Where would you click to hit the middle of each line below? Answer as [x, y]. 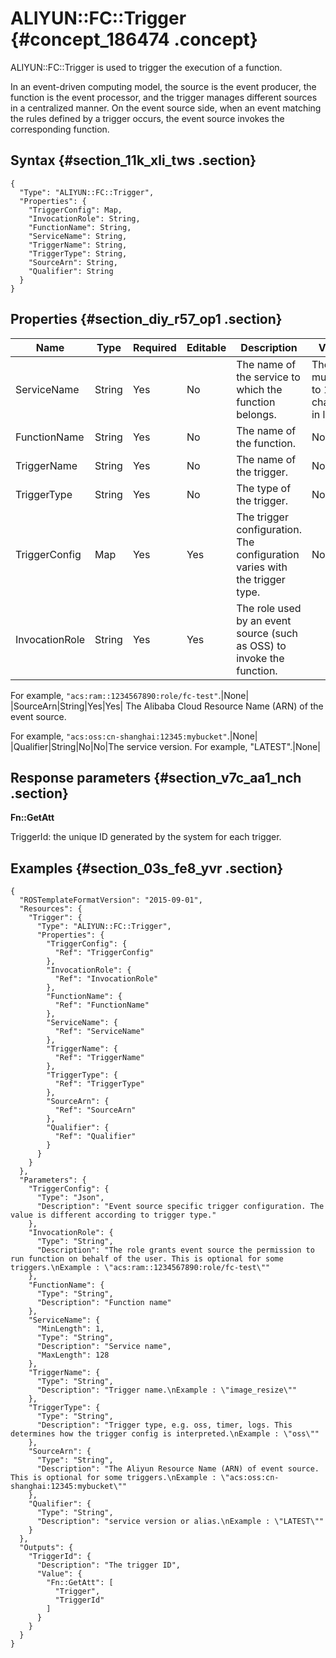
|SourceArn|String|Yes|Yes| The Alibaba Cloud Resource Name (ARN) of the [167, 706]
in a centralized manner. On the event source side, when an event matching [166, 108]
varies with [262, 567]
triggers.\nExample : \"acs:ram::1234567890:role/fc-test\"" [140, 1268]
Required [154, 347]
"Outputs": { [46, 1548]
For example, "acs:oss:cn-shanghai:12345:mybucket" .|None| [134, 736]
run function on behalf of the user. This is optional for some [147, 1259]
